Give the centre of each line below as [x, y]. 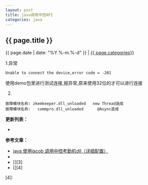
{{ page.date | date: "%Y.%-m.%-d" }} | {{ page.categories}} [70, 53]
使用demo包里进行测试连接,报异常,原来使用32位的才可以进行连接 [74, 83]
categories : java [24, 19]
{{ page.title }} [29, 40]
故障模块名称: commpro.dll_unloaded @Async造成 [62, 109]
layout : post [19, 10]
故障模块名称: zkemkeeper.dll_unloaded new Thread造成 [64, 104]
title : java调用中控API [29, 15]
